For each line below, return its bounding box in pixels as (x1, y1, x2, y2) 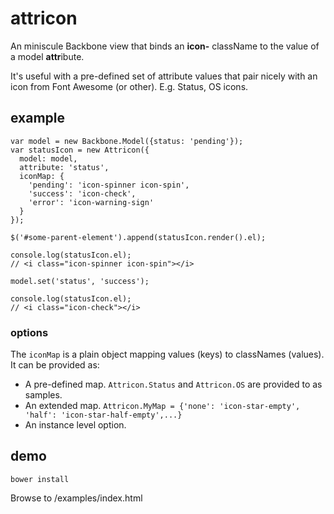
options (10, 325, 49, 339)
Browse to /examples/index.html (10, 492, 143, 504)
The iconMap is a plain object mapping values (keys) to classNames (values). (10, 348, 325, 361)
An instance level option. (24, 419, 127, 431)
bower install (10, 474, 70, 484)
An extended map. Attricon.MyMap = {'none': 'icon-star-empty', (24, 400, 301, 412)
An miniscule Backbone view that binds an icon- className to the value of (10, 40, 320, 52)
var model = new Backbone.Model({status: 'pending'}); (10, 136, 244, 146)
